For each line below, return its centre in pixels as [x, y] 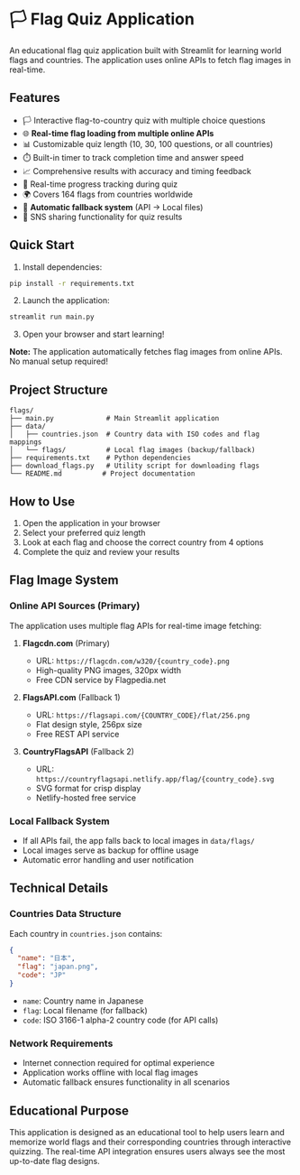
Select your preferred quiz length [84, 532]
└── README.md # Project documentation [102, 474]
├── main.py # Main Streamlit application [114, 419]
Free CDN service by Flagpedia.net [101, 680]
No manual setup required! [59, 361]
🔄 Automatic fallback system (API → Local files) [113, 207]
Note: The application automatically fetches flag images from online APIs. [146, 352]
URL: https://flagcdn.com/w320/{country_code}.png [132, 661]
